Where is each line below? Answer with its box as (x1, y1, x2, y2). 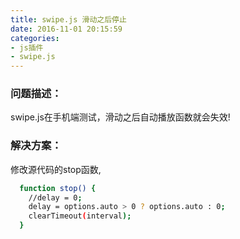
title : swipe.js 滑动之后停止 (10, 14, 127, 25)
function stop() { (19, 183, 97, 193)
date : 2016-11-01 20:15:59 (10, 24, 123, 34)
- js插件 (10, 42, 44, 53)
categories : (10, 33, 60, 43)
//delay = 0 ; (28, 192, 83, 203)
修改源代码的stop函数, (10, 163, 102, 175)
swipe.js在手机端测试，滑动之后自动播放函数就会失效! (10, 111, 231, 123)
